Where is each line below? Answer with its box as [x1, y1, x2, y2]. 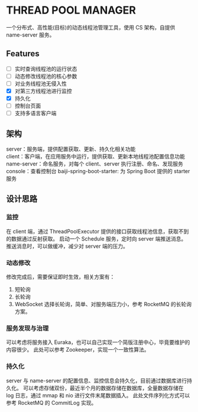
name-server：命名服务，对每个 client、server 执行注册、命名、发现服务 [6, 160, 183, 167]
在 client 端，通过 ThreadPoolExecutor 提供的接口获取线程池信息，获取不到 [6, 228, 189, 235]
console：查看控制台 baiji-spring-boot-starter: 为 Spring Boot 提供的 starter [6, 168, 190, 174]
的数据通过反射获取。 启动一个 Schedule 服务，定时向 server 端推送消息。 [6, 235, 187, 242]
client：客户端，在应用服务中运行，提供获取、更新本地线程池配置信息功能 [6, 153, 185, 160]
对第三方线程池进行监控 [14, 87, 72, 95]
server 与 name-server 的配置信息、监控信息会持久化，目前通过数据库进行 [6, 377, 187, 384]
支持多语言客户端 [14, 110, 57, 117]
